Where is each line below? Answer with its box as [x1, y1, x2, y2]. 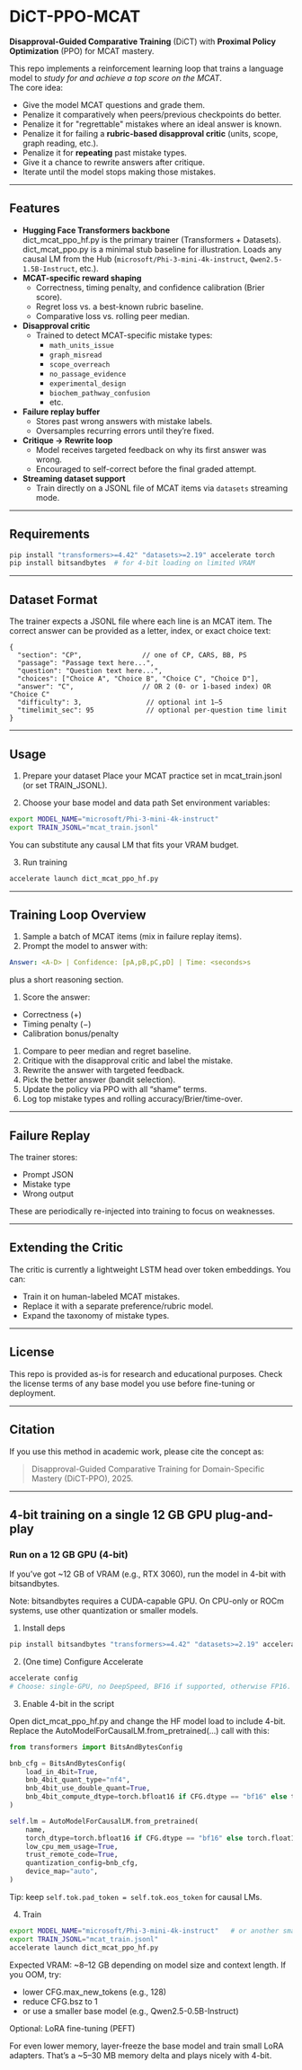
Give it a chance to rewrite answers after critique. [22, 156, 205, 167]
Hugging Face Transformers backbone [22, 225, 171, 235]
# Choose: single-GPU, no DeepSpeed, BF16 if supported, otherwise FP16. [9, 1682, 292, 1691]
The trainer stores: [9, 1152, 78, 1163]
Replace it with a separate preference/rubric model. [22, 1301, 214, 1311]
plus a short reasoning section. [9, 974, 124, 985]
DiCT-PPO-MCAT [9, 6, 141, 27]
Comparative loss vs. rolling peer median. [35, 310, 191, 321]
